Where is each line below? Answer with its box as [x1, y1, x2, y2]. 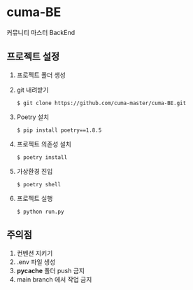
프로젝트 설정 [6, 50, 60, 63]
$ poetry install [16, 153, 68, 161]
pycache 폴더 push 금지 [16, 266, 85, 275]
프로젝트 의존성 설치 [16, 139, 71, 148]
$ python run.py [16, 208, 64, 215]
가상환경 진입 [16, 167, 53, 175]
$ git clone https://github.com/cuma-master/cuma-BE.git [16, 99, 187, 106]
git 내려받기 [16, 85, 49, 94]
